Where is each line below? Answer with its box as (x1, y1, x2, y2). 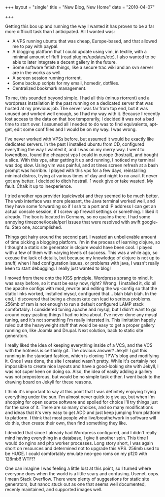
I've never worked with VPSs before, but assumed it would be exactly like (5, 136, 154, 142)
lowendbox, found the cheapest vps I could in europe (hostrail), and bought (5, 152, 159, 158)
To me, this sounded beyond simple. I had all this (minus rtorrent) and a (5, 95, 150, 101)
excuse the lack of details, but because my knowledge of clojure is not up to (5, 255, 160, 261)
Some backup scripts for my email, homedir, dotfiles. (12, 80, 120, 86)
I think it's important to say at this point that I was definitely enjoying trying (5, 389, 157, 394)
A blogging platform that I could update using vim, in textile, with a (12, 49, 147, 54)
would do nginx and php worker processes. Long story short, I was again (5, 440, 154, 446)
